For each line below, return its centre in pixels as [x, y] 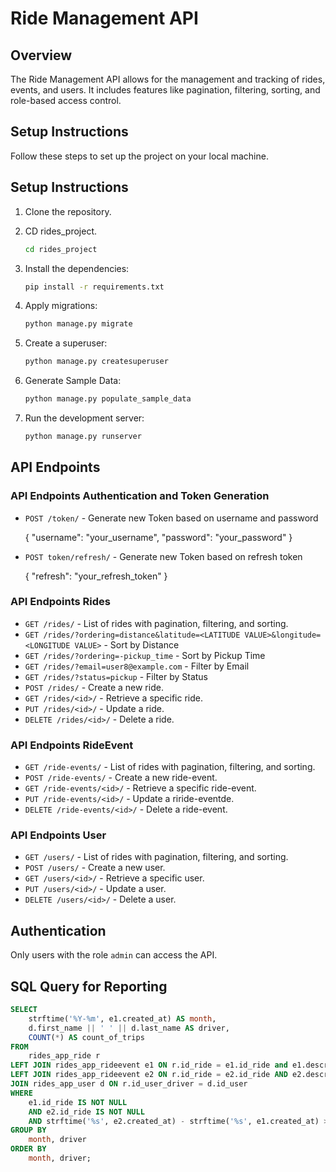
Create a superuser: [66, 343]
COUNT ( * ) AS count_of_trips [86, 1037]
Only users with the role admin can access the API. [114, 955]
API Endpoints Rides [60, 602]
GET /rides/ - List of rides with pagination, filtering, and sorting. [156, 623]
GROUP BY [28, 1130]
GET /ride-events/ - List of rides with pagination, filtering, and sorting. [170, 767]
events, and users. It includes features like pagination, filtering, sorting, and [165, 90]
